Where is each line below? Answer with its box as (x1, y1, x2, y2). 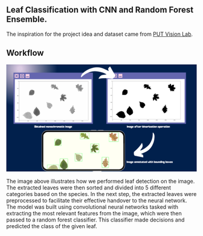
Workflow (6, 48, 44, 58)
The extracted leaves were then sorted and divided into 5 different (6, 184, 171, 191)
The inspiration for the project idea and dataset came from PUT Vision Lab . (6, 30, 193, 38)
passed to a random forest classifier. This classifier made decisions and (6, 216, 185, 223)
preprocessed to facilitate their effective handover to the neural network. (6, 197, 187, 205)
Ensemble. (6, 15, 47, 25)
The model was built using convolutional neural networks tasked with (6, 203, 179, 211)
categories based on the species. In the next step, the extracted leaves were (6, 191, 197, 198)
